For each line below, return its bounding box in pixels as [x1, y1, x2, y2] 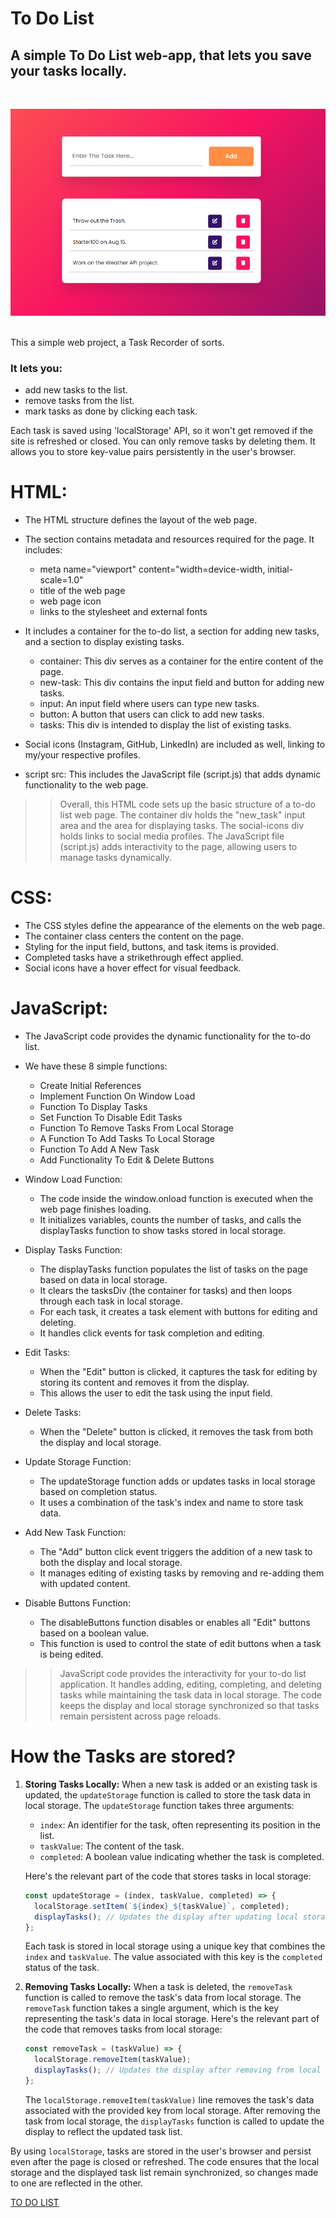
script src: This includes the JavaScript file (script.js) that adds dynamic [24, 768, 322, 781]
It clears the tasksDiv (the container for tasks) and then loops [39, 1285, 293, 1297]
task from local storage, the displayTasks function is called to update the [24, 2115, 325, 2127]
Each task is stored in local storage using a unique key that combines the [24, 1940, 326, 1952]
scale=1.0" [39, 574, 84, 586]
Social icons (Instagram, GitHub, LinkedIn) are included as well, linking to [24, 738, 326, 751]
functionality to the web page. [24, 779, 149, 791]
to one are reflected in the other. [10, 2177, 143, 2189]
